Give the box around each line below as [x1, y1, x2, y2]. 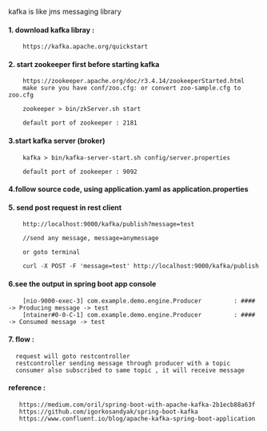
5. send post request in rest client [8, 203, 122, 212]
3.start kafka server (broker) [8, 136, 106, 145]
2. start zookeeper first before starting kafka [8, 59, 160, 69]
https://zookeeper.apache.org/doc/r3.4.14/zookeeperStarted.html [22, 77, 245, 85]
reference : [8, 383, 46, 393]
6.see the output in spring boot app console [8, 279, 157, 288]
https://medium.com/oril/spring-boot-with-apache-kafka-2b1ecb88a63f [18, 401, 256, 409]
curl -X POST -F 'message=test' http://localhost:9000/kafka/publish [22, 263, 260, 271]
